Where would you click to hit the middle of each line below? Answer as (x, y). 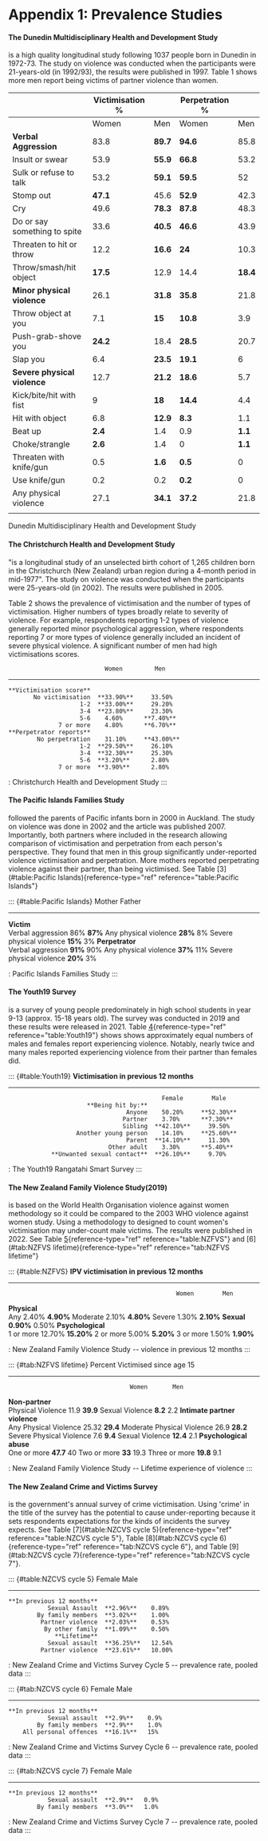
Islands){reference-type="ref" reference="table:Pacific (148, 877)
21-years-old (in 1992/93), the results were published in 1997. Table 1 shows (133, 72)
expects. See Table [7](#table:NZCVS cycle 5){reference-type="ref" (120, 1530)
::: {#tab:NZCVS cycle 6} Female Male (71, 1689)
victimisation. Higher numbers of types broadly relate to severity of (118, 611)
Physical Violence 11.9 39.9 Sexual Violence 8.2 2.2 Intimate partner (122, 1410)
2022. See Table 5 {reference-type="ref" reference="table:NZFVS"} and (126, 1239)
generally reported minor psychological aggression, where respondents (126, 628)
